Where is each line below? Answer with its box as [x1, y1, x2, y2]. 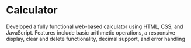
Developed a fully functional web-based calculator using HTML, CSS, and [6, 23, 183, 30]
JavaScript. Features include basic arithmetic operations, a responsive [6, 29, 176, 36]
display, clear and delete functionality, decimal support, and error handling [6, 35, 185, 42]
